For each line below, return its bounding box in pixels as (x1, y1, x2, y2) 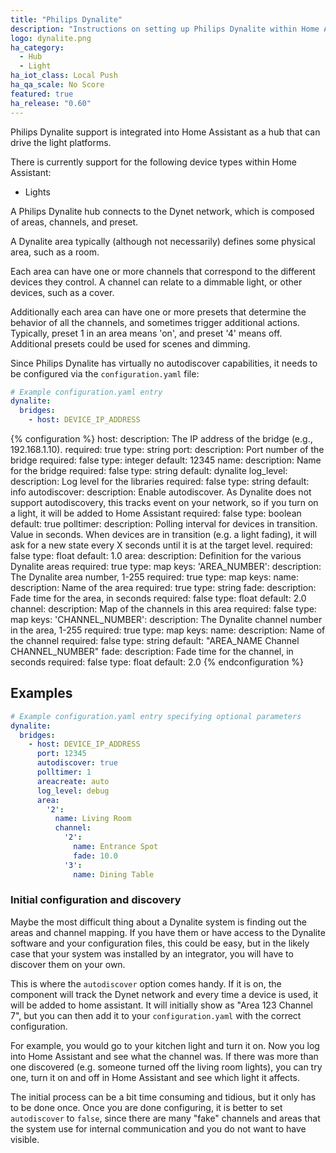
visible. (10, 1133, 40, 1145)
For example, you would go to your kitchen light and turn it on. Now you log (10, 1039, 320, 1051)
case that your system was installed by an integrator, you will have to (10, 947, 294, 960)
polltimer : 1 (36, 767, 92, 778)
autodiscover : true (36, 758, 118, 768)
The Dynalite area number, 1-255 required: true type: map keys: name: (10, 571, 300, 583)
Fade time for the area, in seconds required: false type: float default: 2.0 (10, 592, 307, 604)
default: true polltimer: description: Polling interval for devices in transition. (10, 518, 318, 530)
